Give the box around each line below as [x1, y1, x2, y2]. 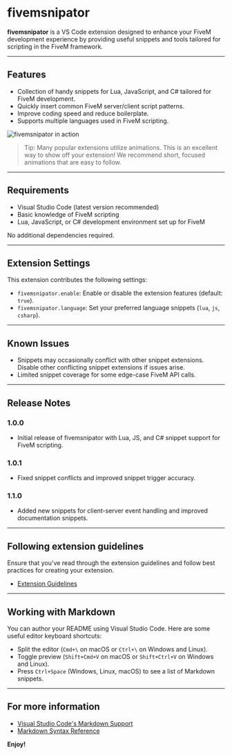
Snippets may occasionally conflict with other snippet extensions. [17, 356, 204, 364]
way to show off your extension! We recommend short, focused [23, 151, 206, 159]
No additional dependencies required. [7, 231, 115, 239]
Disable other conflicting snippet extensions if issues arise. [17, 363, 185, 372]
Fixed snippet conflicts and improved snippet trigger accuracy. [17, 474, 196, 482]
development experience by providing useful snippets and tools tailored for [7, 35, 221, 43]
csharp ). [17, 311, 40, 319]
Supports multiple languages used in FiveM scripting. [17, 116, 169, 125]
